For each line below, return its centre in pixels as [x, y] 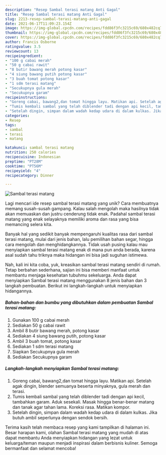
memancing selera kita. [29, 225]
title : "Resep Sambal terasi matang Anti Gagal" [56, 14]
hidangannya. [19, 291]
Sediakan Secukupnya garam [42, 357]
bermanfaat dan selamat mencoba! [41, 449]
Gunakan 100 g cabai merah [41, 320]
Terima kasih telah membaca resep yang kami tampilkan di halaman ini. [78, 427]
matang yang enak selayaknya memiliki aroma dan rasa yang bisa [72, 219]
